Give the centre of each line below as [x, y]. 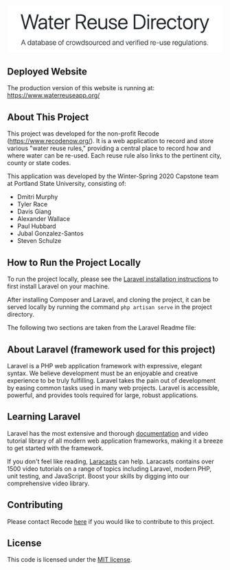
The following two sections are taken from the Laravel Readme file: [102, 328]
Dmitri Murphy [37, 197]
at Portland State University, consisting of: [67, 184]
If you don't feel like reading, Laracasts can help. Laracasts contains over [111, 461]
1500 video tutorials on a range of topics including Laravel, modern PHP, [109, 468]
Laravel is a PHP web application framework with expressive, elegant [105, 366]
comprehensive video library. [48, 483]
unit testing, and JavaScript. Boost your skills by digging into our [98, 476]
